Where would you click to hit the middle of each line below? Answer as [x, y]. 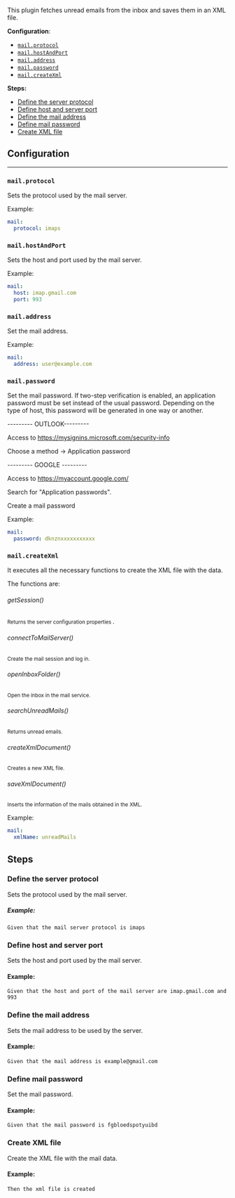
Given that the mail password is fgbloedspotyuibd [83, 1125]
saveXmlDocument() [37, 784]
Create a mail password [41, 506]
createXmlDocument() [39, 747]
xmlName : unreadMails [45, 837]
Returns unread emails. [35, 732]
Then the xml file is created [51, 1189]
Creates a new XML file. [36, 768]
